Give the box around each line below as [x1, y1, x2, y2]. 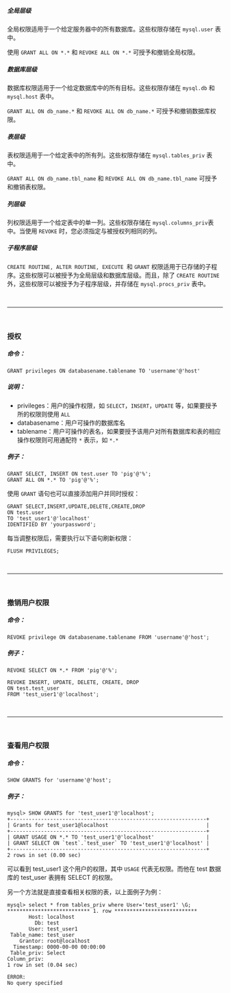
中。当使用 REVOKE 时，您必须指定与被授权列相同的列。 [7, 226, 161, 235]
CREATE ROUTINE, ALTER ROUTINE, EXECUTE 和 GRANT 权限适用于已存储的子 [7, 262, 212, 270]
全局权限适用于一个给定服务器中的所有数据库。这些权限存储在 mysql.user [7, 25, 214, 33]
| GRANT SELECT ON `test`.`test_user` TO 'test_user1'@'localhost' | [7, 840, 210, 847]
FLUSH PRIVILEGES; [7, 548, 60, 554]
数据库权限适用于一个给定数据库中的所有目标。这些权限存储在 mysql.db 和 [7, 83, 216, 92]
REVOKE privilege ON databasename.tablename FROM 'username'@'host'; [7, 633, 210, 641]
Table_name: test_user [10, 932, 75, 939]
